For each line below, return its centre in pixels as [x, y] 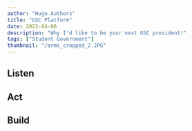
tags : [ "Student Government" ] [51, 39]
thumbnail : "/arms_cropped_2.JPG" [57, 46]
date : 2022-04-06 [32, 26]
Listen [21, 73]
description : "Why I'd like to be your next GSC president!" [97, 33]
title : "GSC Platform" [40, 20]
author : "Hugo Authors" [41, 13]
